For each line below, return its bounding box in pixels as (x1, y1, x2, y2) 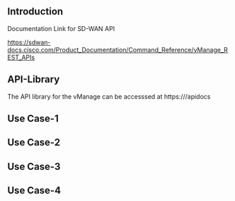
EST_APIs (7, 53, 35, 61)
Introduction (7, 6, 64, 18)
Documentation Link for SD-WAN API (7, 24, 115, 32)
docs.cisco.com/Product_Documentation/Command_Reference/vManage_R (7, 45, 229, 54)
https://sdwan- (7, 38, 51, 47)
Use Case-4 (7, 185, 62, 197)
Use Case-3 (7, 160, 61, 172)
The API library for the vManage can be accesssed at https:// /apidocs (7, 92, 211, 101)
